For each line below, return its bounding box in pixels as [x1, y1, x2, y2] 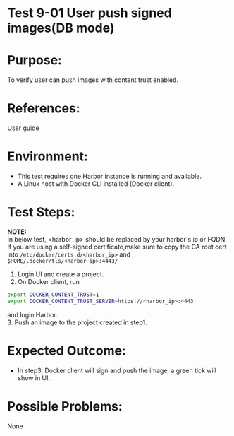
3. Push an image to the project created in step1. [7, 318, 147, 326]
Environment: [7, 148, 88, 165]
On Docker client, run [17, 277, 80, 285]
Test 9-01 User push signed [7, 5, 173, 21]
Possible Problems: [7, 398, 123, 414]
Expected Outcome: [7, 343, 127, 358]
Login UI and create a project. [17, 270, 104, 278]
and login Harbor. [7, 310, 58, 319]
